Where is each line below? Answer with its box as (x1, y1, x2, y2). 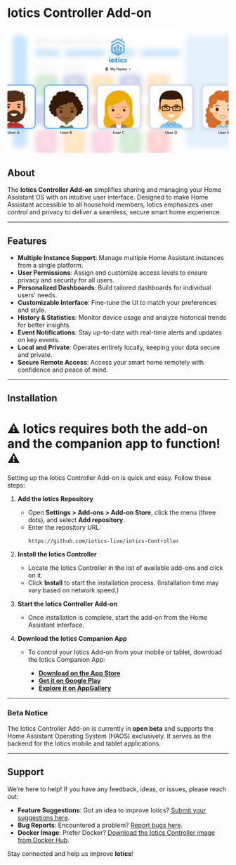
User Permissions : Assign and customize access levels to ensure (17, 268, 208, 277)
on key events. (17, 336, 60, 344)
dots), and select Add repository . (27, 516, 125, 524)
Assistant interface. (27, 620, 84, 630)
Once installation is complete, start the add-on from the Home (27, 613, 208, 622)
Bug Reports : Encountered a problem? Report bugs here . (17, 821, 183, 829)
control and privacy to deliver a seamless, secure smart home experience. (7, 208, 222, 216)
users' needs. (17, 291, 58, 299)
